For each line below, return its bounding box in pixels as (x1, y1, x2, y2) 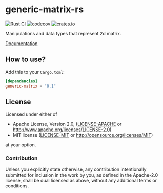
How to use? (5, 55, 46, 64)
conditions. (5, 183, 29, 189)
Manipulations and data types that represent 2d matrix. (5, 30, 121, 36)
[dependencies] (5, 78, 38, 84)
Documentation (5, 40, 38, 47)
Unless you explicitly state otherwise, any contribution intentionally (5, 166, 147, 173)
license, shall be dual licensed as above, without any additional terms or (5, 177, 157, 183)
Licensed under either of (5, 111, 57, 117)
